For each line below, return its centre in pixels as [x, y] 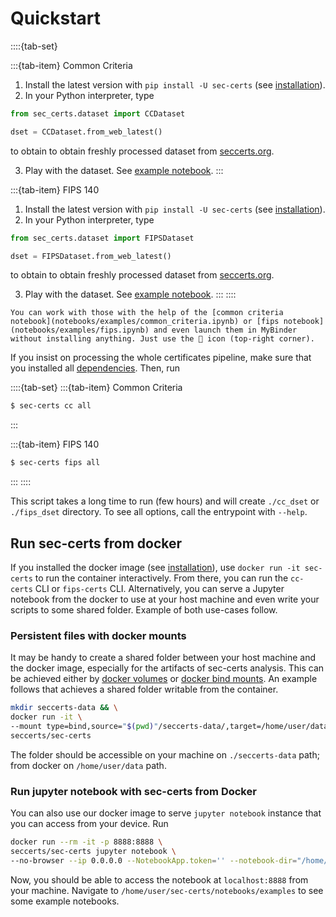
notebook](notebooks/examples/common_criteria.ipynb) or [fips [145, 322]
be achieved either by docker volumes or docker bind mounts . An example [164, 679]
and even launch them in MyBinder [225, 330]
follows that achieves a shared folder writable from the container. [144, 689]
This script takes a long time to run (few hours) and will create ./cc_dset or [165, 501]
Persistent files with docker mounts [98, 635]
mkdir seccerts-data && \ [64, 708]
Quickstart [56, 18]
